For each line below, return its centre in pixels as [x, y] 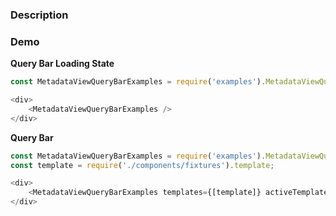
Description [39, 15]
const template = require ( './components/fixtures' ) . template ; [142, 165]
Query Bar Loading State [62, 64]
